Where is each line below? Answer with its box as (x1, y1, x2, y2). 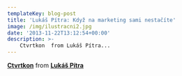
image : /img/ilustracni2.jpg (7, 23, 92, 30)
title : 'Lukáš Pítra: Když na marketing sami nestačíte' (7, 17, 176, 23)
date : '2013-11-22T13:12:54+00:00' (7, 29, 111, 37)
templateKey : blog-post (7, 10, 77, 17)
